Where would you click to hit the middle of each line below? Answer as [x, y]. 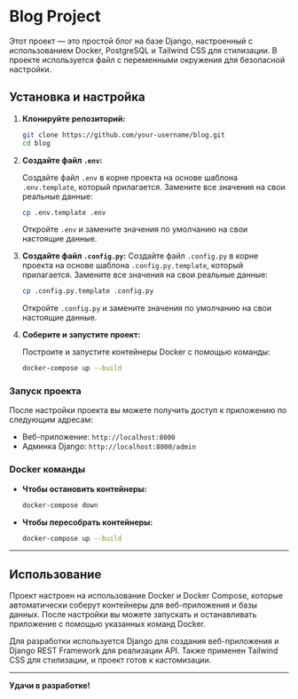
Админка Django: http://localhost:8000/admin [109, 447]
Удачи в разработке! [50, 686]
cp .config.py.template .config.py [88, 291]
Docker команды [47, 470]
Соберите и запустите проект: [81, 335]
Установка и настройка [77, 97]
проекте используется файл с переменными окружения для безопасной [147, 60]
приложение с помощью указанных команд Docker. [108, 624]
